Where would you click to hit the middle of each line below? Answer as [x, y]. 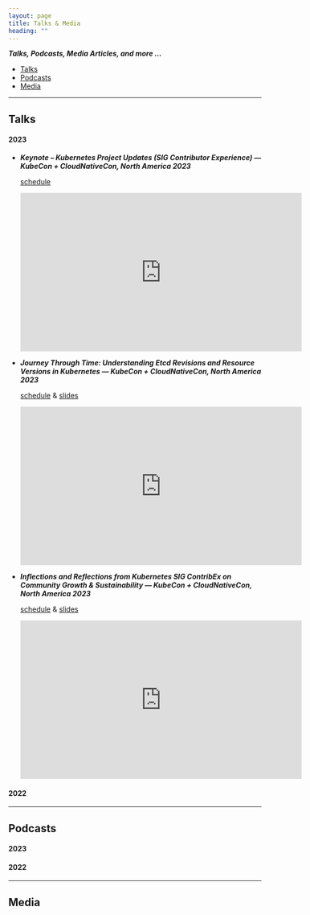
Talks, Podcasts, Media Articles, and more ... [85, 54]
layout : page [30, 16]
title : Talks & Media [45, 23]
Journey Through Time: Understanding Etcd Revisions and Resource [137, 362]
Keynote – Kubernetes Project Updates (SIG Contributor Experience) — [141, 157]
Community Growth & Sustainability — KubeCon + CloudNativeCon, [136, 585]
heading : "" [28, 31]
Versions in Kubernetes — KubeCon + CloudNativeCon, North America [141, 371]
